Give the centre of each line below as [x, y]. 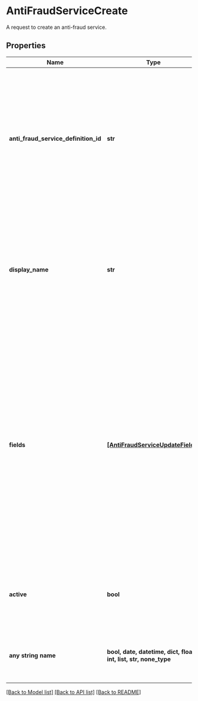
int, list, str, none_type [139, 659]
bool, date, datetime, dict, [143, 652]
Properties [26, 46]
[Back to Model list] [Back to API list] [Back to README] [74, 692]
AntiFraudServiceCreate [67, 11]
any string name [32, 655]
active [18, 594]
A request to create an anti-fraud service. [57, 27]
